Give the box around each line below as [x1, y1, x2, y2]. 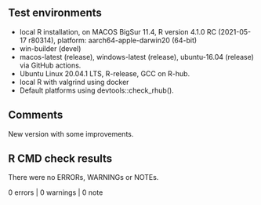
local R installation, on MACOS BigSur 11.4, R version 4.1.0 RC [19, 27, 217, 36]
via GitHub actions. [19, 60, 82, 70]
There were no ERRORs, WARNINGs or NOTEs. [8, 173, 159, 182]
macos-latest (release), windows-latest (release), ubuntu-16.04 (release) [19, 52, 255, 61]
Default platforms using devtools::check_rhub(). [19, 86, 174, 95]
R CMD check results [8, 152, 113, 166]
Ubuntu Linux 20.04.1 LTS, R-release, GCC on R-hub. [19, 68, 190, 78]
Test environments [8, 6, 102, 20]
